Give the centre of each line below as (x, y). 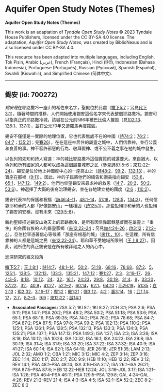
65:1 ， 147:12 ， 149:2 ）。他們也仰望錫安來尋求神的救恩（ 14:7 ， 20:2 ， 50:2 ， (80, 183)
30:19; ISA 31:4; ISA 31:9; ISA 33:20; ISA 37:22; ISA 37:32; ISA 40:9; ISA (84, 343)
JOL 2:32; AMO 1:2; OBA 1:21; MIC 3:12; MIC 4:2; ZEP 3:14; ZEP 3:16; (81, 354)
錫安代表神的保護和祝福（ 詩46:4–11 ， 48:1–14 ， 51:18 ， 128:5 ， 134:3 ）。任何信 (81, 199)
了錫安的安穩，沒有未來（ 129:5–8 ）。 (41, 212)
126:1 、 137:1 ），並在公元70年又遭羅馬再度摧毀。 (52, 126)
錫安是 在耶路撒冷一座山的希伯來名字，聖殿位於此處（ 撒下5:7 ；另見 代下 (76, 107)
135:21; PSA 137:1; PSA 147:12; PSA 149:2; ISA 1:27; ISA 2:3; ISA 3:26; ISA (85, 333)
